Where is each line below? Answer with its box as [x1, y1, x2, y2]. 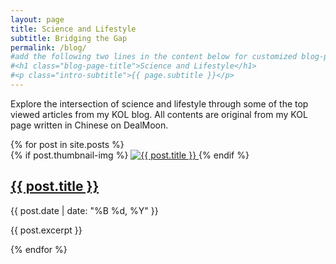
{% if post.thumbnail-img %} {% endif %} [10, 149, 250, 161]
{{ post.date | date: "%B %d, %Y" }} [10, 204, 159, 216]
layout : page [10, 14, 65, 25]
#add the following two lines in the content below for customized [10, 52, 298, 62]
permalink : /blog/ [10, 42, 87, 53]
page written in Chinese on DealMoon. [10, 119, 169, 131]
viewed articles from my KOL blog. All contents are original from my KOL [10, 108, 308, 120]
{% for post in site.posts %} [10, 138, 125, 150]
